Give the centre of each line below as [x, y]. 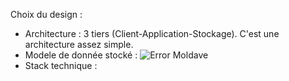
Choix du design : [46, 14]
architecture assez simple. [79, 44]
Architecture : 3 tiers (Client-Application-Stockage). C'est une [152, 33]
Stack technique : [61, 65]
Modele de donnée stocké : [81, 55]
